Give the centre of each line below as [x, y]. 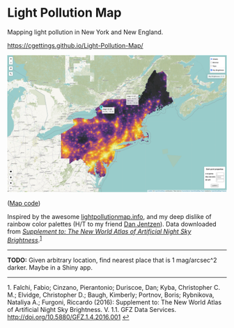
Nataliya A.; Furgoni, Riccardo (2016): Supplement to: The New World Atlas [114, 302]
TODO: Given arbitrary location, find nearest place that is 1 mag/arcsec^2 [112, 260]
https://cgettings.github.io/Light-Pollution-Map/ [76, 45]
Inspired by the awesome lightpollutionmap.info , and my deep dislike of [110, 216]
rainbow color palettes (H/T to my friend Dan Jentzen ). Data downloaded [112, 224]
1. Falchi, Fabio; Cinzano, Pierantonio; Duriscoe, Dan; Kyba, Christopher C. [114, 287]
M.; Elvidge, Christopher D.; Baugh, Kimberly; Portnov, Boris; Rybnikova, [111, 295]
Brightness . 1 [25, 239]
